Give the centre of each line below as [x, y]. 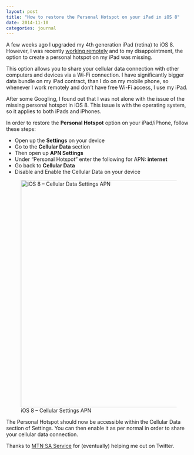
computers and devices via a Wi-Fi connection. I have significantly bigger [95, 75]
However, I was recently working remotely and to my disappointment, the [95, 51]
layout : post [22, 11]
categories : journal [31, 28]
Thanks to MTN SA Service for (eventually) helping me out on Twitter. [90, 446]
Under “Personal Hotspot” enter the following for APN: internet [91, 159]
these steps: [21, 129]
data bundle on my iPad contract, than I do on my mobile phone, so [87, 81]
